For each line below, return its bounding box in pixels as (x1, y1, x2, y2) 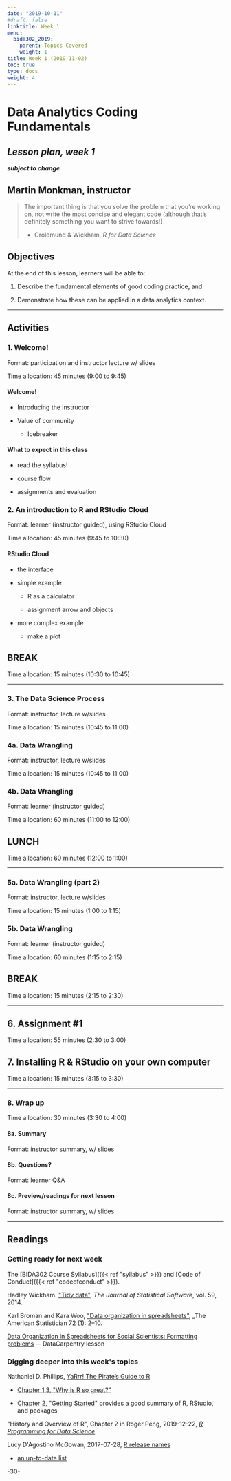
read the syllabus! (16, 461, 68, 469)
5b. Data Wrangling (7, 924, 74, 934)
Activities (7, 322, 49, 334)
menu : (7, 29, 23, 37)
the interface (16, 565, 54, 573)
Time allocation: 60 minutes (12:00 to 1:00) (7, 854, 129, 863)
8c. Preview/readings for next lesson (7, 1192, 115, 1200)
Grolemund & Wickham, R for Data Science (34, 231, 157, 239)
